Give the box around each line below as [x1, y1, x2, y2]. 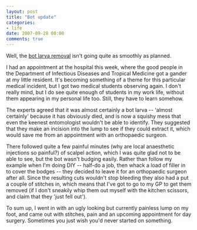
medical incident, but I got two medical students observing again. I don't [6, 83, 181, 89]
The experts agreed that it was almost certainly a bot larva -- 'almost [6, 107, 173, 113]
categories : [6, 19, 35, 25]
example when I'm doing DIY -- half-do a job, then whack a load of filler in [6, 162, 186, 169]
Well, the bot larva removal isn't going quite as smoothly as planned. [6, 52, 172, 59]
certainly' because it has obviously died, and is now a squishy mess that [6, 113, 181, 120]
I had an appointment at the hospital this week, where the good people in [6, 64, 183, 71]
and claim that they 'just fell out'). [6, 193, 87, 200]
